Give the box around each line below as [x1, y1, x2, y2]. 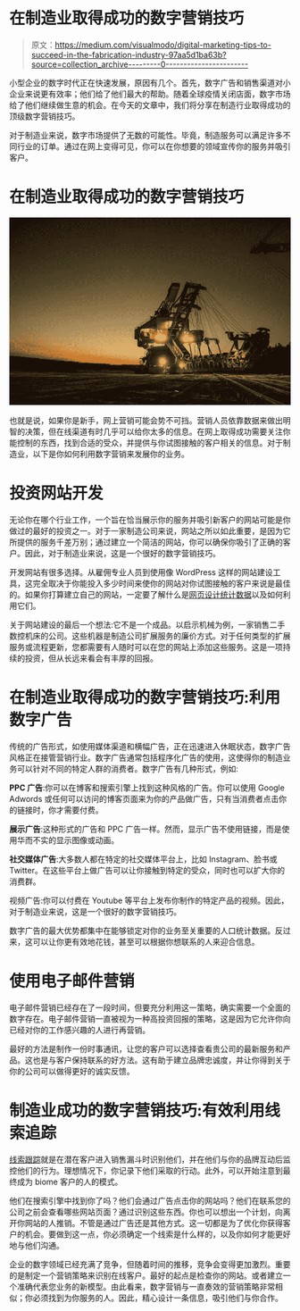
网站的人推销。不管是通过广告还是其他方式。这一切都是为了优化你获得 [24, 1217, 283, 1228]
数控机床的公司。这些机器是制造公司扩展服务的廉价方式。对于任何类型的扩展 [9, 630, 291, 641]
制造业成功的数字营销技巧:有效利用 [9, 1100, 265, 1121]
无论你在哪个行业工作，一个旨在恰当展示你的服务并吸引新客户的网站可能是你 [9, 514, 291, 525]
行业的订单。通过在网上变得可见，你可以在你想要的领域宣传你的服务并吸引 [16, 140, 291, 152]
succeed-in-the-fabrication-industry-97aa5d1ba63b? [30, 49, 227, 60]
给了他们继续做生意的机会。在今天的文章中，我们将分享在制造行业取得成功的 [9, 99, 291, 110]
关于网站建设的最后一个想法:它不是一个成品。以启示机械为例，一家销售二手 [9, 619, 286, 630]
